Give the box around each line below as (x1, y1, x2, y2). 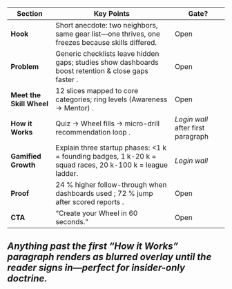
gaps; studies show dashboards (55, 58, 159, 67)
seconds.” (55, 217, 88, 226)
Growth (10, 160, 36, 170)
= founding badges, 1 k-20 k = (55, 152, 157, 161)
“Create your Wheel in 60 (55, 208, 138, 218)
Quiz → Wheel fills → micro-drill (55, 119, 160, 128)
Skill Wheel (10, 99, 49, 108)
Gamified (10, 152, 41, 161)
